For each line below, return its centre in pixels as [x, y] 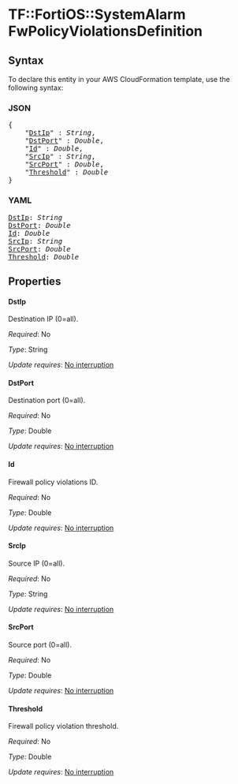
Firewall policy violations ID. [53, 482]
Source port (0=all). [40, 645]
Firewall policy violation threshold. [63, 726]
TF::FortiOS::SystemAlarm [97, 15]
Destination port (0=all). [47, 401]
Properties [35, 281]
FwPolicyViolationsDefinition [106, 31]
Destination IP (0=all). [43, 319]
